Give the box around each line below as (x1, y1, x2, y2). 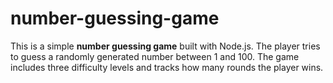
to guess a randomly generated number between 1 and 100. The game (10, 50, 300, 62)
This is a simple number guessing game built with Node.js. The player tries (10, 40, 321, 52)
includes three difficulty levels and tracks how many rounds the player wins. (10, 61, 324, 73)
